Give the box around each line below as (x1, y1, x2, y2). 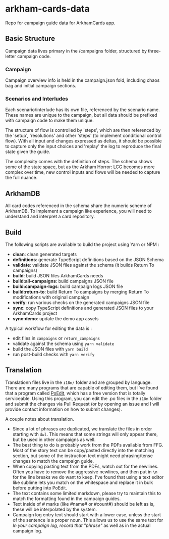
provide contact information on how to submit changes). (5, 406, 122, 412)
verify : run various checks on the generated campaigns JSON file (12, 299, 150, 306)
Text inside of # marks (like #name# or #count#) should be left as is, (12, 501, 155, 507)
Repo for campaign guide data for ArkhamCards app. (5, 20, 116, 26)
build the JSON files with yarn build (12, 346, 88, 352)
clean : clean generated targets (12, 251, 77, 257)
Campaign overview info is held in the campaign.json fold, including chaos (5, 77, 160, 83)
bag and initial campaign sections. (5, 83, 77, 89)
